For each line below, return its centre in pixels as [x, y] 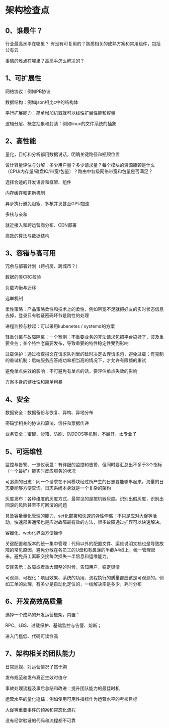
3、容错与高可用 [31, 253]
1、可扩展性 [23, 78]
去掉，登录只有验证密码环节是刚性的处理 [47, 315]
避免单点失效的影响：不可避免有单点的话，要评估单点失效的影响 [71, 371]
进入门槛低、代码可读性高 [32, 636]
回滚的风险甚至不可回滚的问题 [36, 505]
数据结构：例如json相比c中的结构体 [42, 102]
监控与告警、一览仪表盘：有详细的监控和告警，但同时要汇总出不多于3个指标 [84, 465]
